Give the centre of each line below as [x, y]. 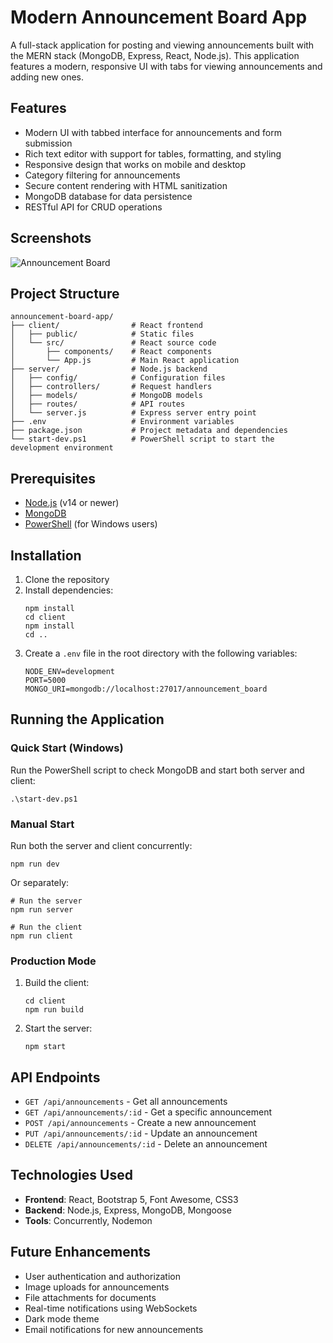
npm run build [54, 1010]
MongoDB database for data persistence [108, 196]
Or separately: [40, 882]
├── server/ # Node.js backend [109, 369]
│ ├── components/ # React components [111, 352]
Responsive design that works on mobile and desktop [135, 164]
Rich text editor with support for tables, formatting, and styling [153, 153]
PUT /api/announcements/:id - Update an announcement [141, 1133]
